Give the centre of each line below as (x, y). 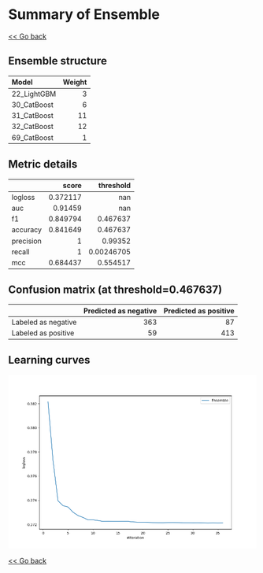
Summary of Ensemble (84, 15)
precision (26, 241)
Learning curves (49, 360)
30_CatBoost (32, 105)
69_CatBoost (32, 137)
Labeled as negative (44, 322)
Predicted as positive (199, 311)
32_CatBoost (32, 127)
